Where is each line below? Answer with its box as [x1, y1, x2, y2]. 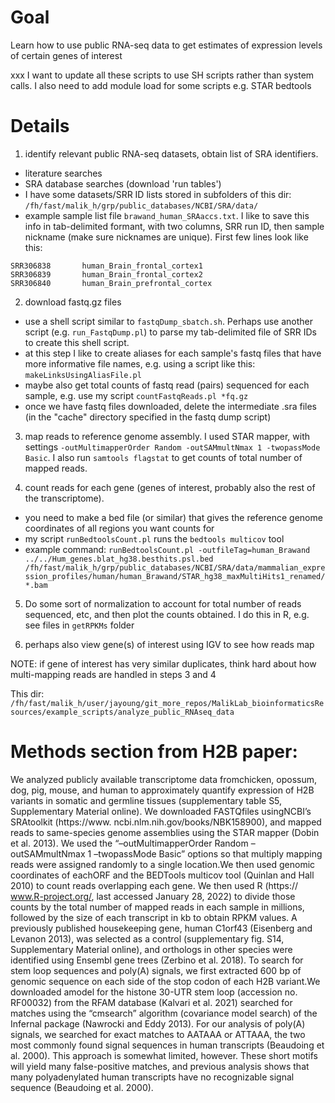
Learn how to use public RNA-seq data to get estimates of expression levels [10, 39, 323, 51]
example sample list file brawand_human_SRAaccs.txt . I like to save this [24, 209, 310, 221]
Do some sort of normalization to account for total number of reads [24, 597, 302, 610]
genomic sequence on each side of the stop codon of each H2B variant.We [10, 975, 321, 987]
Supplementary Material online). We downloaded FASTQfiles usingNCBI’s [10, 805, 312, 817]
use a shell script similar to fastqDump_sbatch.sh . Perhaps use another [24, 315, 314, 327]
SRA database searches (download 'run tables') [24, 177, 222, 190]
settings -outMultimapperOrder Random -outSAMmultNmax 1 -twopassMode [24, 441, 321, 453]
